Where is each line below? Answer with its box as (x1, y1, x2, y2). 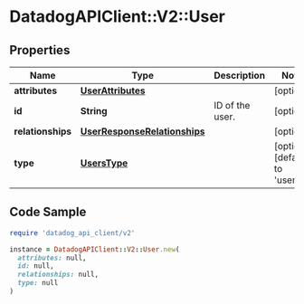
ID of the (214, 100, 251, 111)
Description (214, 70, 265, 81)
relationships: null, (17, 270, 100, 280)
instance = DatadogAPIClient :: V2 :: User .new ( (9, 244, 180, 254)
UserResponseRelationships (80, 125, 205, 138)
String (80, 105, 108, 117)
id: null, (17, 261, 54, 271)
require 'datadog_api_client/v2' (9, 228, 136, 237)
